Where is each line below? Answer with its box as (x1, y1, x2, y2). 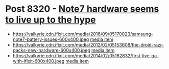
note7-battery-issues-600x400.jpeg (12, 36, 89, 42)
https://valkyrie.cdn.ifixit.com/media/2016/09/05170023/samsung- (12, 31, 153, 37)
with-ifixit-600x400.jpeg (12, 58, 65, 64)
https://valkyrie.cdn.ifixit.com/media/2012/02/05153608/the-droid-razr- (12, 41, 164, 48)
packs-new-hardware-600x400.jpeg (12, 47, 90, 53)
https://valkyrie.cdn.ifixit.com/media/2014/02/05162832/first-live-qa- (12, 52, 159, 59)
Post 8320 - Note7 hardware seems (5, 3, 159, 15)
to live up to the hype (5, 14, 96, 26)
